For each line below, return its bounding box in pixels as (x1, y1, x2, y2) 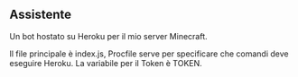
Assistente (9, 7, 72, 22)
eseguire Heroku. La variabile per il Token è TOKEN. (9, 57, 203, 68)
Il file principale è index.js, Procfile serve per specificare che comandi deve (9, 48, 289, 59)
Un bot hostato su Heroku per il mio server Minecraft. (9, 30, 208, 41)
